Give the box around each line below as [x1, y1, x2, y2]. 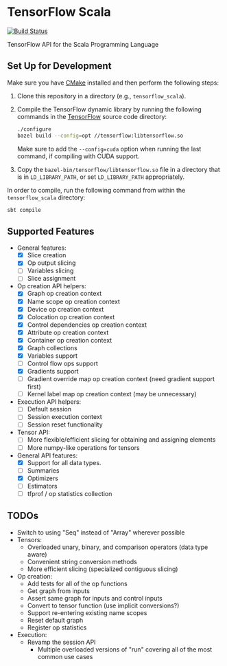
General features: [16, 244, 67, 252]
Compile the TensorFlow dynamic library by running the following [16, 105, 202, 114]
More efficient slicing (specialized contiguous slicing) [27, 565, 178, 573]
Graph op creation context [27, 290, 102, 298]
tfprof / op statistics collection [27, 489, 112, 497]
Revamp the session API [27, 638, 96, 646]
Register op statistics [27, 623, 87, 632]
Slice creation [27, 251, 67, 259]
